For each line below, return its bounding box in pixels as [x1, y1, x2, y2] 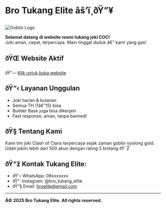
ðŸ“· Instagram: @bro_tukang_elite [12, 178, 83, 184]
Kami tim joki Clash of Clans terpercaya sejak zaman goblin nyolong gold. [5, 140, 155, 146]
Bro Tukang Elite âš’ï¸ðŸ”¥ [5, 5, 114, 16]
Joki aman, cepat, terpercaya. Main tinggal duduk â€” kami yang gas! [5, 39, 147, 45]
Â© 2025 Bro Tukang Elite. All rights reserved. [5, 198, 102, 204]
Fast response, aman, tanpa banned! [12, 113, 87, 119]
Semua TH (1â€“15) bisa [12, 103, 62, 108]
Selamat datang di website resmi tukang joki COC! [5, 34, 110, 40]
